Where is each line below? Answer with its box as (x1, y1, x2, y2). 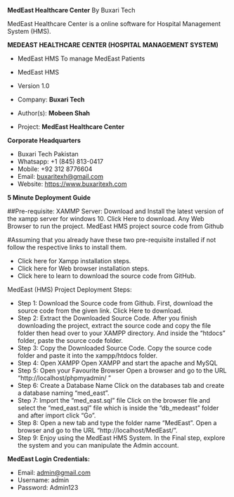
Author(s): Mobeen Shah (17, 109, 90, 117)
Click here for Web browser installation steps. (17, 264, 150, 272)
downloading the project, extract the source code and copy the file (17, 322, 212, 329)
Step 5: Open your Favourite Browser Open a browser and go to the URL (17, 366, 227, 375)
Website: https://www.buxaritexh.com (17, 180, 127, 188)
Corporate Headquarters (7, 137, 81, 144)
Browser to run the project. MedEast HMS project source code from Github (7, 222, 224, 230)
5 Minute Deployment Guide (7, 194, 91, 201)
